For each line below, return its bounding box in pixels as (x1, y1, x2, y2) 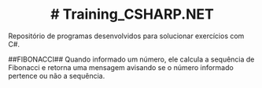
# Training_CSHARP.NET (50, 5, 214, 23)
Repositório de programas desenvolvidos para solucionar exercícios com (8, 31, 245, 40)
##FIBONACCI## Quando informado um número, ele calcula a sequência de (8, 55, 255, 64)
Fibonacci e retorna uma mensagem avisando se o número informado (8, 62, 234, 72)
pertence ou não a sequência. (8, 71, 105, 80)
